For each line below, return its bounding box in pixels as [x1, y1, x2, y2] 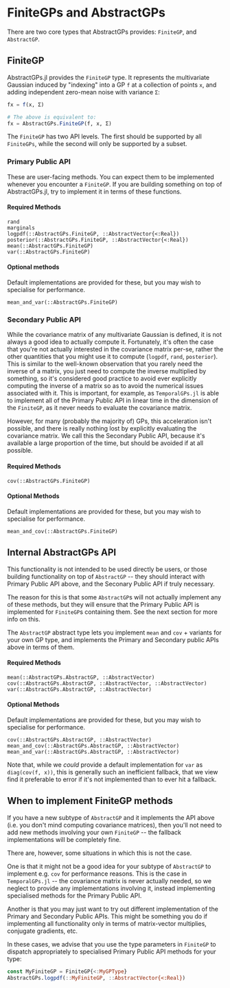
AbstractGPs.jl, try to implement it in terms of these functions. [7, 187, 182, 196]
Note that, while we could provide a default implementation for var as [7, 761, 203, 769]
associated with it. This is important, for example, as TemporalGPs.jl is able [7, 389, 220, 398]
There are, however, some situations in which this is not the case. [7, 849, 192, 857]
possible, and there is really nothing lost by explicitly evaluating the [7, 424, 197, 433]
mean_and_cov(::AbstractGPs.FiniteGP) [7, 528, 118, 535]
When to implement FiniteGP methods [7, 795, 173, 807]
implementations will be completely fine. [7, 835, 122, 843]
